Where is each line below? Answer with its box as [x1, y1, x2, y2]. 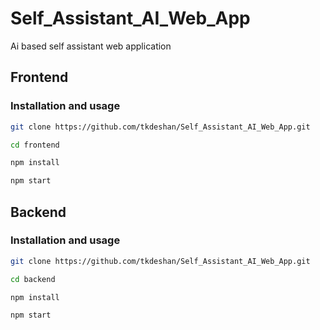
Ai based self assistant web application [10, 40, 172, 52]
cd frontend [10, 140, 60, 150]
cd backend [10, 274, 56, 284]
